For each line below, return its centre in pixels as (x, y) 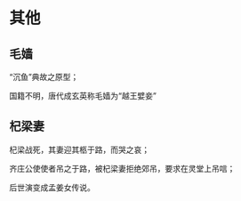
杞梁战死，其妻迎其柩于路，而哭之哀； (79, 149)
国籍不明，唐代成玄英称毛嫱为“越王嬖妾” (83, 96)
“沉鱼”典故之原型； (44, 77)
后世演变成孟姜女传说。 (52, 187)
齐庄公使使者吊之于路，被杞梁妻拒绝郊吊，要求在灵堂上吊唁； (122, 168)
